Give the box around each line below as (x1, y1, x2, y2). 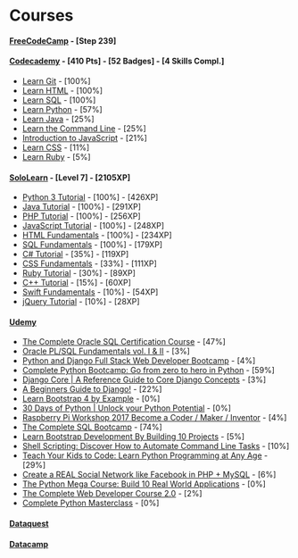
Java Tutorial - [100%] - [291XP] (21, 202, 141, 212)
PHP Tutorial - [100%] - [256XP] (21, 211, 141, 221)
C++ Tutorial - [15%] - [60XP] (21, 278, 131, 288)
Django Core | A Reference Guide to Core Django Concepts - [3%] (21, 374, 267, 385)
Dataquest (9, 518, 49, 529)
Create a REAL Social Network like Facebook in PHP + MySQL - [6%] (21, 470, 277, 480)
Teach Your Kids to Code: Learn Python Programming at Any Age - (21, 450, 269, 461)
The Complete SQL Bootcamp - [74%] (21, 421, 162, 433)
